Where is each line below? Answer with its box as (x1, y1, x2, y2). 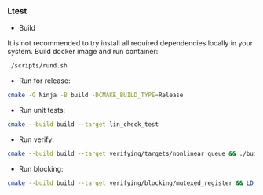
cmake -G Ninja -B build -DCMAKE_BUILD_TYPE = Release (7, 92, 184, 99)
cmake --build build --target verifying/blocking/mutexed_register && (7, 179, 243, 187)
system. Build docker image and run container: (7, 47, 159, 56)
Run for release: (18, 76, 71, 85)
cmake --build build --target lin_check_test (7, 121, 159, 128)
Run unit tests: (18, 106, 66, 115)
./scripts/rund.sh (7, 62, 68, 70)
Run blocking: (18, 164, 64, 173)
